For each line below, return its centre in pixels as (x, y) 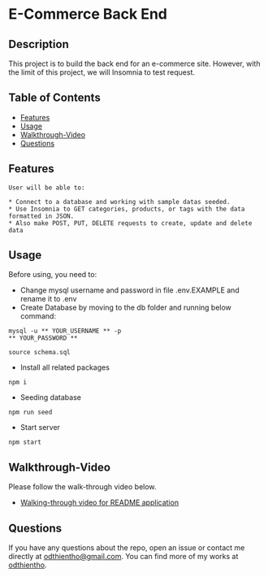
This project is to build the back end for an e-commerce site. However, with (134, 63)
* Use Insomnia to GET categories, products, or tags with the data (127, 209)
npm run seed (30, 412)
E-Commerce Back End (88, 14)
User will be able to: (47, 188)
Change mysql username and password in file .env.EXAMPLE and (130, 290)
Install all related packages (65, 367)
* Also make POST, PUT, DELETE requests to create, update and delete (130, 223)
